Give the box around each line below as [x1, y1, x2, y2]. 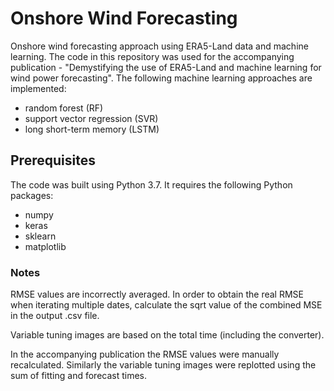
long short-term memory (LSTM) [24, 123, 160, 135]
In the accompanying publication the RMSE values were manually [10, 348, 280, 361]
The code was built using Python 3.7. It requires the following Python [10, 178, 293, 191]
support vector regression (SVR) [24, 112, 159, 124]
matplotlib [24, 240, 67, 252]
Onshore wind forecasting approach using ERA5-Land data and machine [10, 40, 309, 52]
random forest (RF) [24, 102, 104, 114]
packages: [10, 189, 54, 201]
